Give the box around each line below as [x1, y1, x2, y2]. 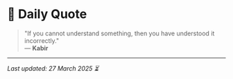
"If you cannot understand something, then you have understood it [24, 29, 215, 37]
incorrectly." [24, 36, 60, 44]
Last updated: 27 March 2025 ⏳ [7, 64, 99, 72]
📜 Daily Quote [7, 6, 87, 22]
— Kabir [24, 44, 49, 52]
